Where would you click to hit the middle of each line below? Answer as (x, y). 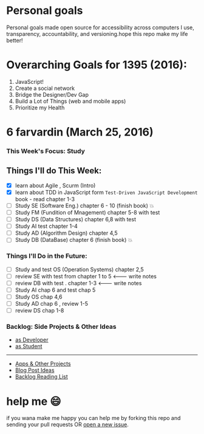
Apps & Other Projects (43, 364)
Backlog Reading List (41, 377)
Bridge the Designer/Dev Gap (52, 94)
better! (15, 40)
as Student (29, 346)
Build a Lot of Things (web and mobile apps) (70, 101)
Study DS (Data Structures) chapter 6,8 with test (76, 219)
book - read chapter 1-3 (45, 199)
